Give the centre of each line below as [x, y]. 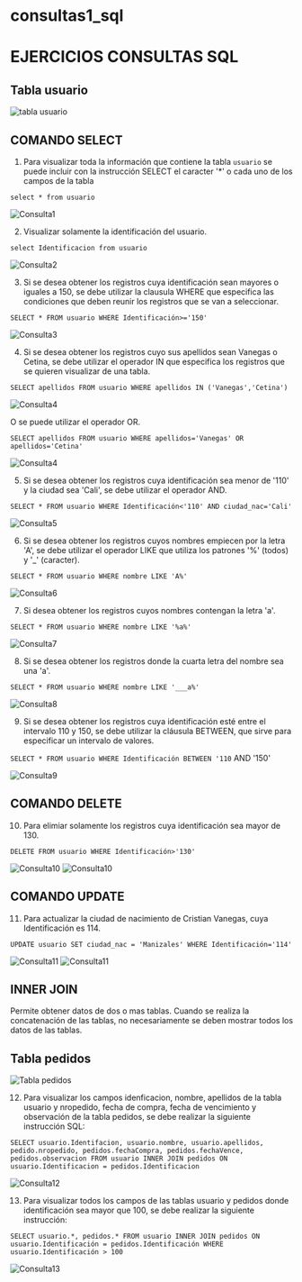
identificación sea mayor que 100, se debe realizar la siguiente [139, 1210]
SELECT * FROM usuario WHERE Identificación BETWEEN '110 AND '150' [141, 758]
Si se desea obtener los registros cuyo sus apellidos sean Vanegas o [150, 352]
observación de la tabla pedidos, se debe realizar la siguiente [137, 1117]
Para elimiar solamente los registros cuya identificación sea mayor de [152, 825]
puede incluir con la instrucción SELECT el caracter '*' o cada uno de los [158, 171]
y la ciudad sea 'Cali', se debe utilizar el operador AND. [125, 490]
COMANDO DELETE [66, 804]
